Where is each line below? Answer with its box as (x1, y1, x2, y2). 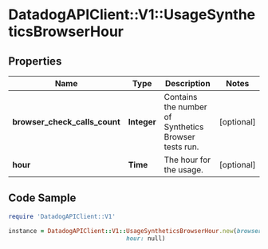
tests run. (164, 141, 199, 152)
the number (164, 101, 207, 113)
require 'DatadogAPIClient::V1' (8, 212, 116, 220)
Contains (164, 92, 198, 102)
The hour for (164, 154, 211, 165)
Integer (128, 117, 157, 127)
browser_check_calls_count (12, 117, 121, 127)
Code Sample (8, 192, 77, 205)
